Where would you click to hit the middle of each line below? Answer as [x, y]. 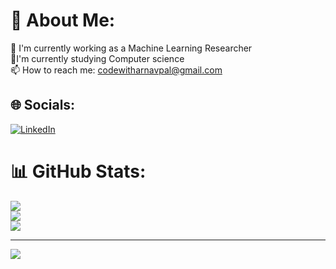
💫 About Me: [63, 20]
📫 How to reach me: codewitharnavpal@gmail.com [116, 70]
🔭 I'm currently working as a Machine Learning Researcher [131, 48]
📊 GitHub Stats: [78, 171]
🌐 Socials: [43, 105]
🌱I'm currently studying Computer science [97, 58]
